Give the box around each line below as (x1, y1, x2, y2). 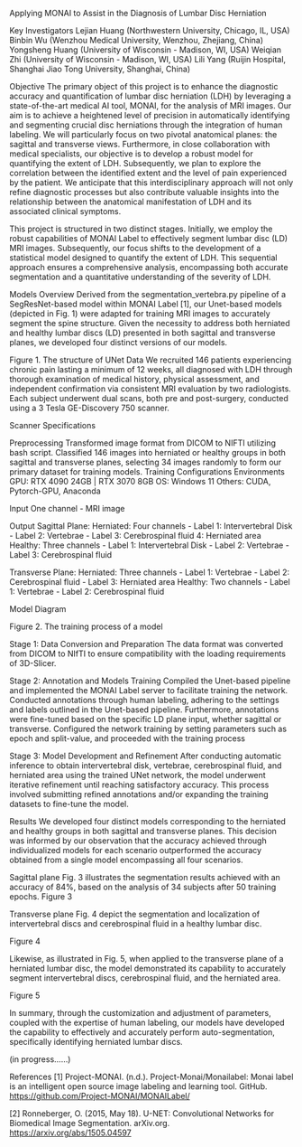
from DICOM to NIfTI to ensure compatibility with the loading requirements (9, 648, 287, 659)
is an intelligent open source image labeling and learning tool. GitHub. (9, 1081, 268, 1092)
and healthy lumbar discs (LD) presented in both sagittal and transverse (9, 327, 277, 338)
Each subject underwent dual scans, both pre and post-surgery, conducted (9, 393, 288, 403)
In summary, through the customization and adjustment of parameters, (9, 1008, 272, 1018)
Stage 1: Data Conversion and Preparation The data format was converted (9, 639, 284, 649)
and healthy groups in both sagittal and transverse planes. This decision (9, 826, 278, 836)
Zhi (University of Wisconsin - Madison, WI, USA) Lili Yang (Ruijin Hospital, (9, 54, 287, 64)
